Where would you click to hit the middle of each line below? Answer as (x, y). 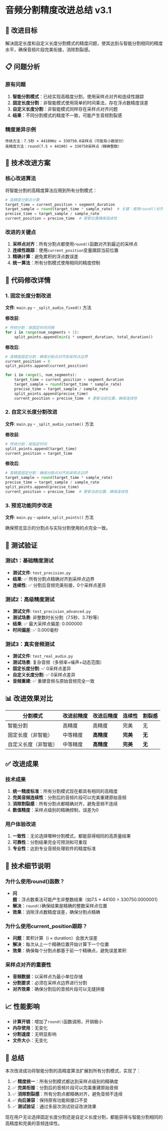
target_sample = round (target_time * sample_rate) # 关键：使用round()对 (82, 209)
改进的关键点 (21, 232)
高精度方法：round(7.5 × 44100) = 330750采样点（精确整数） (63, 146)
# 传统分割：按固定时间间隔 (30, 328)
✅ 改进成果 (22, 764)
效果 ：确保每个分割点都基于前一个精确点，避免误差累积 (69, 951)
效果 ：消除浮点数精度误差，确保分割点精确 (56, 912)
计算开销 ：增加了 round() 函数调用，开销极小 (57, 1022)
